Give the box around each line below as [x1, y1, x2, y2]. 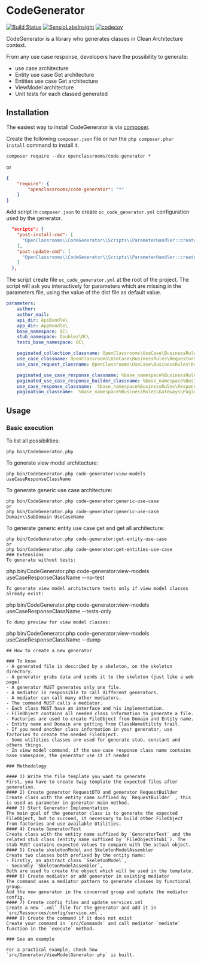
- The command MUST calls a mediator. [6, 700, 103, 706]
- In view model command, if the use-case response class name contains [6, 747, 191, 753]
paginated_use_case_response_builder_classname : [17, 378, 141, 384]
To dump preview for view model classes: [6, 619, 111, 625]
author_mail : [17, 311, 50, 318]
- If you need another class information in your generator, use [6, 726, 172, 732]
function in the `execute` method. [6, 926, 95, 932]
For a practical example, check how [6, 947, 98, 953]
